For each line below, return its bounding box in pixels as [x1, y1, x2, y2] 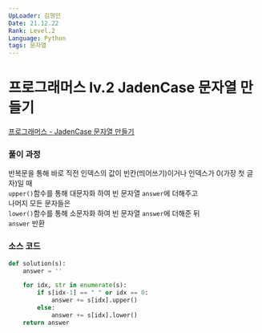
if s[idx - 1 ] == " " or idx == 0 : [37, 289, 149, 297]
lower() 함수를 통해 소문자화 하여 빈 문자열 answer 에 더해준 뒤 [8, 209, 200, 218]
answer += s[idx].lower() [50, 311, 138, 319]
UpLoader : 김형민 [8, 11, 62, 20]
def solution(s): [8, 259, 67, 267]
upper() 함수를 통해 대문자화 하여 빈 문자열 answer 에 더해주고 [8, 189, 199, 198]
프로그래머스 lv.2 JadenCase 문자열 [8, 79, 238, 97]
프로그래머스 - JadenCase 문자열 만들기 [8, 127, 135, 136]
